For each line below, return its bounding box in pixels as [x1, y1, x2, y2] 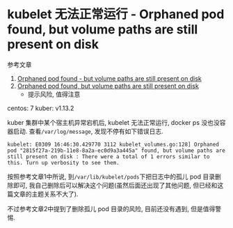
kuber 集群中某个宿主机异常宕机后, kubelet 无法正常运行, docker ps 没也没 [7, 118, 220, 126]
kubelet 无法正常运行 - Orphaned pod [7, 6, 225, 22]
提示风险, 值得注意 [27, 90, 81, 98]
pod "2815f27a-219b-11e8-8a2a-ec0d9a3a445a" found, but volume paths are [7, 147, 226, 154]
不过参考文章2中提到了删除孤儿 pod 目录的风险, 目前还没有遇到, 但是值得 [7, 204, 216, 213]
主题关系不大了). [31, 190, 79, 198]
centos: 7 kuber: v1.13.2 [7, 104, 74, 112]
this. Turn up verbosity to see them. [7, 159, 120, 166]
